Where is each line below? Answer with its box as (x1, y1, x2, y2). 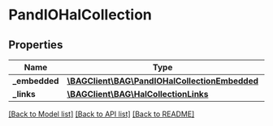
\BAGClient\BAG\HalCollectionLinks (67, 89, 209, 99)
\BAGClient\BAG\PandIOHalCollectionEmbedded (67, 75, 258, 86)
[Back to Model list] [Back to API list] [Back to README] (8, 109, 195, 119)
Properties (8, 38, 63, 52)
